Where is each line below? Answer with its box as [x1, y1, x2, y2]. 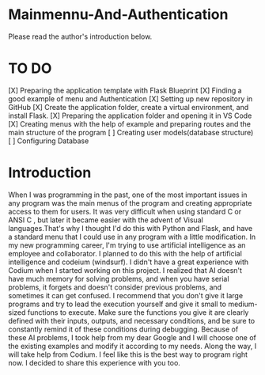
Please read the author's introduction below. [8, 32, 153, 41]
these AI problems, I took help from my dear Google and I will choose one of [8, 332, 257, 342]
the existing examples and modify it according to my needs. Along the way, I [8, 341, 257, 350]
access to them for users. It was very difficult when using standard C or [8, 206, 242, 216]
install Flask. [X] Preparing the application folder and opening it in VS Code [8, 111, 252, 120]
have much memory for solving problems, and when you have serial [8, 274, 229, 283]
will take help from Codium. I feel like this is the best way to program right [8, 350, 248, 359]
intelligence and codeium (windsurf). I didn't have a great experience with [8, 257, 249, 267]
